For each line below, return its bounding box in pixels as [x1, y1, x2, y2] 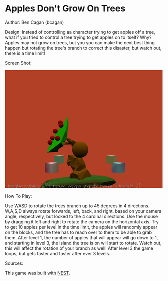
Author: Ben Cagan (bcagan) [5, 19, 64, 25]
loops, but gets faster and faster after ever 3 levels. [5, 250, 111, 256]
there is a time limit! [5, 50, 46, 56]
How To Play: [5, 193, 32, 199]
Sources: [5, 260, 24, 266]
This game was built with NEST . [5, 270, 70, 276]
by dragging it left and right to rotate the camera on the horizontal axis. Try [5, 218, 159, 225]
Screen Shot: [5, 60, 32, 66]
